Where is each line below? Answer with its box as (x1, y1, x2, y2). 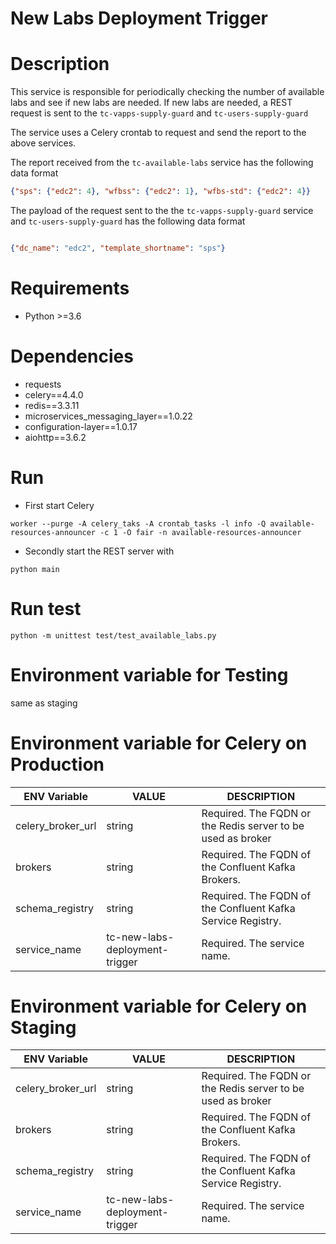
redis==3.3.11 (24, 399, 80, 411)
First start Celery (24, 499, 95, 511)
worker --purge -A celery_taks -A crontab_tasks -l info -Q (10, 518, 267, 529)
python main (10, 564, 60, 574)
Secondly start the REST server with (24, 545, 175, 557)
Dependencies (10, 345, 134, 367)
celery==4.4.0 (24, 388, 84, 401)
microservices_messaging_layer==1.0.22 (24, 410, 193, 422)
